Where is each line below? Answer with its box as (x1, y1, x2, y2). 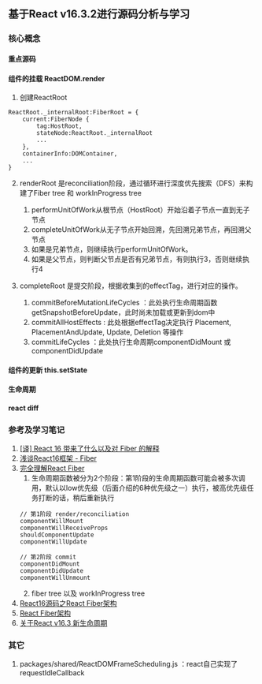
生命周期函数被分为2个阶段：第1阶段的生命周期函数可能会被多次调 (31, 473, 245, 483)
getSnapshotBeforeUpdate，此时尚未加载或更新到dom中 (31, 308, 216, 317)
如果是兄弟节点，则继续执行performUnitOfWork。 (31, 245, 193, 254)
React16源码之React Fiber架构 (19, 599, 117, 608)
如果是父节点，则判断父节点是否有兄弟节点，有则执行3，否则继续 (31, 255, 243, 264)
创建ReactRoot (19, 93, 68, 103)
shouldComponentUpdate (19, 531, 94, 539)
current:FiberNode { (22, 115, 90, 124)
